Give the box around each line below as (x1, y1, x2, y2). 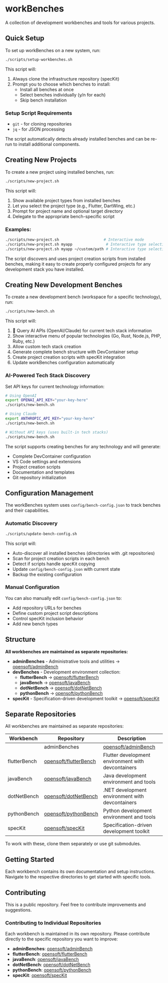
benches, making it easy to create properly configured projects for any (5, 261, 151, 267)
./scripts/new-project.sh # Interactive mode (5, 237, 144, 242)
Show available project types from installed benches (12, 197, 121, 203)
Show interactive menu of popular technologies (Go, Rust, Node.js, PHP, (12, 333, 161, 339)
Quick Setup (5, 34, 44, 43)
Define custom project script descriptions (12, 610, 98, 616)
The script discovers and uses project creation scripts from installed (5, 256, 146, 262)
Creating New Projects (5, 156, 77, 164)
